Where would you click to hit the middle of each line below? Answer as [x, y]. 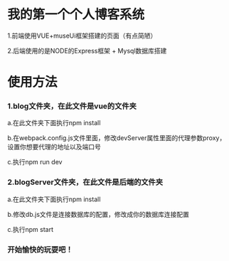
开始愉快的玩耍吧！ [40, 250]
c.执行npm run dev [35, 162]
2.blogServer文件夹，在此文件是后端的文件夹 [85, 182]
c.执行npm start [31, 229]
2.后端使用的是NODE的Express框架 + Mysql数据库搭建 [87, 50]
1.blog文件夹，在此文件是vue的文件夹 [72, 106]
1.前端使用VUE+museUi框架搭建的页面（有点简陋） [82, 36]
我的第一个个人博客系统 [76, 15]
